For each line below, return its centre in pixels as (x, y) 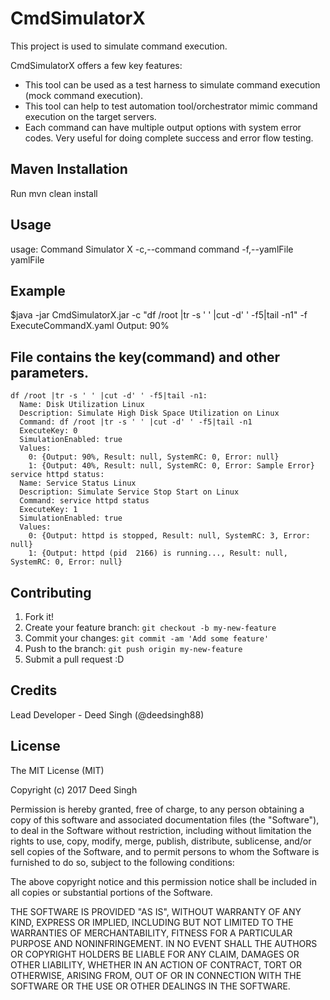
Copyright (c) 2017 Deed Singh (74, 789)
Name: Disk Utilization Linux (82, 405)
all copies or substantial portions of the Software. (111, 892)
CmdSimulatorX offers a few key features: (96, 65)
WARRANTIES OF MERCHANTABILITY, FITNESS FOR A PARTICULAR (151, 933)
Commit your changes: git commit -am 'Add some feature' (147, 638)
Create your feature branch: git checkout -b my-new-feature (150, 627)
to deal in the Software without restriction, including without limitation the (161, 830)
